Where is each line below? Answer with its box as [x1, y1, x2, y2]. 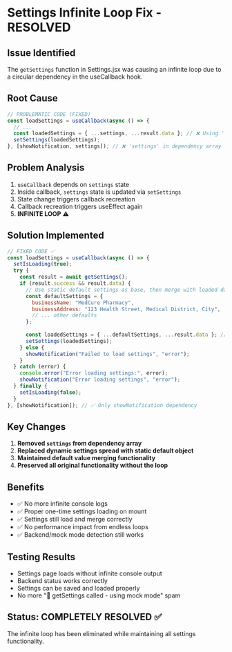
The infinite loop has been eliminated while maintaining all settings [7, 629, 196, 638]
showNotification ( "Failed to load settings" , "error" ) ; [25, 350, 190, 357]
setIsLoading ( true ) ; [13, 261, 72, 268]
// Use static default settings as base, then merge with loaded [25, 286, 217, 293]
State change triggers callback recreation [17, 195, 136, 203]
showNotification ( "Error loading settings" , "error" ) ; [19, 376, 181, 384]
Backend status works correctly [17, 577, 108, 584]
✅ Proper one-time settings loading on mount [17, 507, 147, 515]
